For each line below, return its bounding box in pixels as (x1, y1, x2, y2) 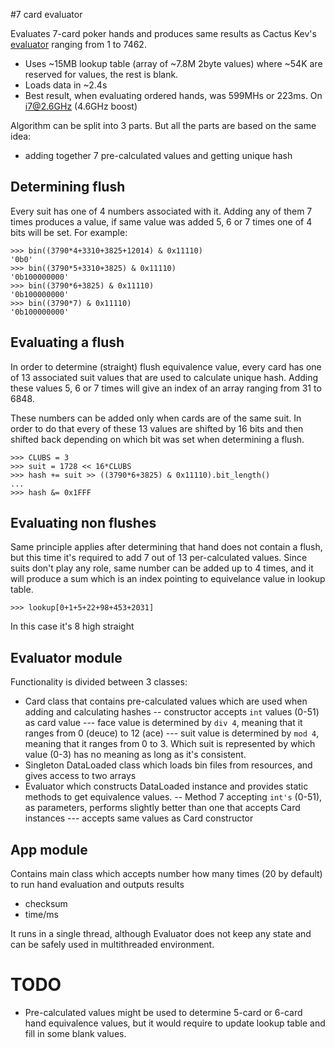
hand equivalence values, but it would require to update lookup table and (24, 1017, 326, 1029)
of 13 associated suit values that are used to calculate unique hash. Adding (10, 371, 319, 383)
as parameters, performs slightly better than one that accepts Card (24, 802, 301, 814)
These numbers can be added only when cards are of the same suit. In (10, 412, 302, 424)
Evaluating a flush (10, 334, 125, 351)
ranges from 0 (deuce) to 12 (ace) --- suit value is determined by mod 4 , (24, 727, 320, 739)
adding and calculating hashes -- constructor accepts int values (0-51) (24, 706, 320, 718)
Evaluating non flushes (10, 515, 157, 532)
